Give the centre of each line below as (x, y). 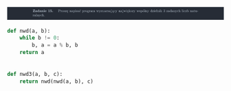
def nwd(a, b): (29, 31)
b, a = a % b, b (55, 45)
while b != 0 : (40, 38)
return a (32, 53)
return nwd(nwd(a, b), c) (57, 81)
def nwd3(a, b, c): (35, 74)
